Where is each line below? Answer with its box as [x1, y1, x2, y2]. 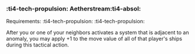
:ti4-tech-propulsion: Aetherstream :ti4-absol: [6, 5, 141, 13]
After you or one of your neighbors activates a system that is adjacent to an [6, 29, 190, 36]
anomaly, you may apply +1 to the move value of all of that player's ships [6, 35, 183, 42]
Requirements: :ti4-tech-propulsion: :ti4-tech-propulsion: [6, 18, 145, 25]
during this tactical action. [6, 41, 70, 48]
